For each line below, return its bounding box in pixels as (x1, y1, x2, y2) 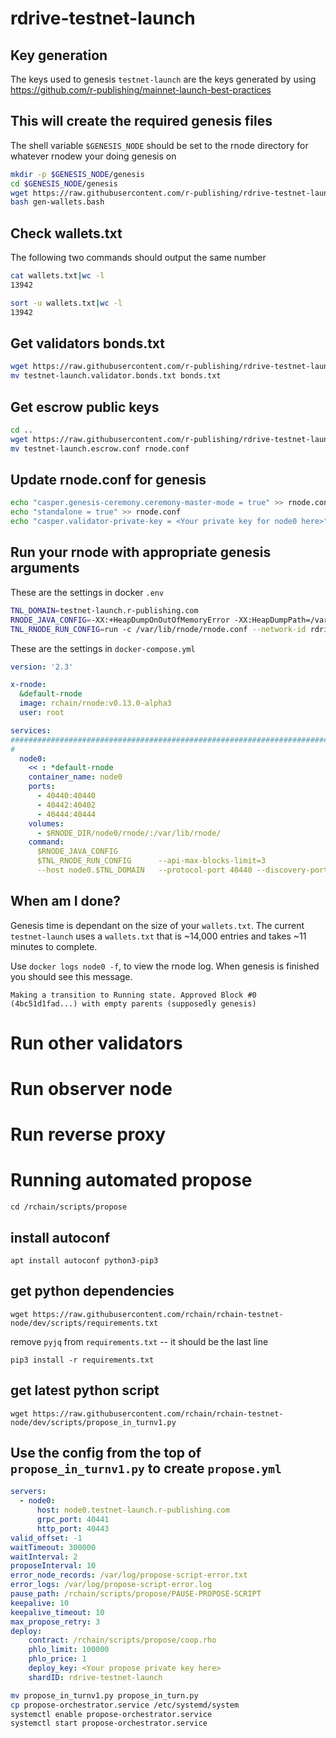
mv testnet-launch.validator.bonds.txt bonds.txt (10, 371, 222, 381)
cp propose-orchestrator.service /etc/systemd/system (10, 1700, 240, 1710)
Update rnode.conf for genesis (10, 472, 207, 489)
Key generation (10, 47, 108, 64)
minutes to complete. (10, 940, 98, 952)
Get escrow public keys (10, 398, 160, 416)
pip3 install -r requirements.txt (10, 1355, 155, 1365)
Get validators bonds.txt (10, 335, 166, 352)
